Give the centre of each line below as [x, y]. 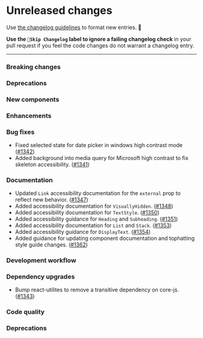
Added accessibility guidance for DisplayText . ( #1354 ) [83, 232]
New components [33, 99]
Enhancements [29, 116]
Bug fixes [21, 132]
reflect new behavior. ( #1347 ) [52, 200]
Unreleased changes [60, 11]
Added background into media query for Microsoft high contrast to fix [101, 157]
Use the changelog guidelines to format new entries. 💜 [74, 27]
